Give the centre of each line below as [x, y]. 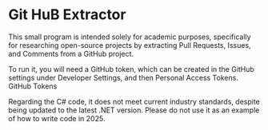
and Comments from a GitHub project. [71, 53]
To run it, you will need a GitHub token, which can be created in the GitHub [131, 69]
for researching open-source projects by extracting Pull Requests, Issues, [130, 45]
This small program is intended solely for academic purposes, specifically [130, 37]
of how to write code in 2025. [57, 118]
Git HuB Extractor [67, 15]
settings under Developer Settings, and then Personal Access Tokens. [123, 77]
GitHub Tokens [33, 86]
